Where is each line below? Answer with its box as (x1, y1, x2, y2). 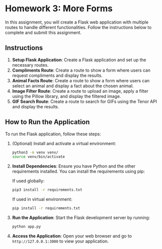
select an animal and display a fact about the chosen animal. (12, 83, 134, 89)
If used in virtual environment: (12, 197, 72, 202)
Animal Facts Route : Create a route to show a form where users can (12, 77, 150, 83)
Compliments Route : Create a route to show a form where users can (12, 67, 150, 73)
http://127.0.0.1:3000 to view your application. (12, 238, 109, 244)
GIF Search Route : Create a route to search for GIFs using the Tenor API (12, 99, 157, 104)
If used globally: (12, 178, 45, 184)
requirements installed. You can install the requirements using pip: (12, 169, 145, 174)
